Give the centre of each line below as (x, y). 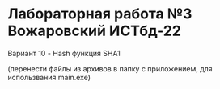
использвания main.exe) (49, 77)
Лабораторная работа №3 (100, 14)
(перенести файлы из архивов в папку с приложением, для (110, 68)
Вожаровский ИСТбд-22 (94, 31)
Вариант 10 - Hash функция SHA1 (64, 53)
